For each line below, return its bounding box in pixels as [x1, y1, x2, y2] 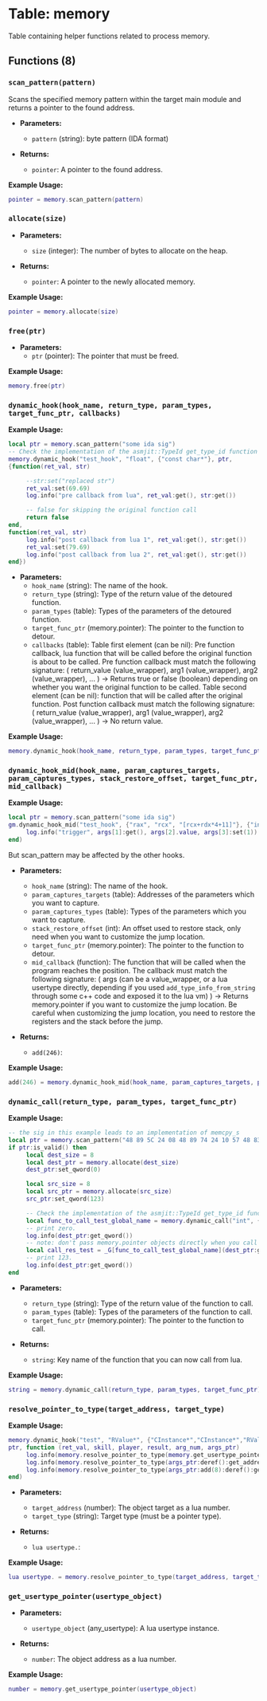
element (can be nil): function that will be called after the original [31, 691, 243, 701]
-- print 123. [25, 1254, 73, 1262]
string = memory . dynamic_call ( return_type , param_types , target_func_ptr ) [8, 1385, 261, 1393]
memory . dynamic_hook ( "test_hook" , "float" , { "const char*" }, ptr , [8, 455, 233, 463]
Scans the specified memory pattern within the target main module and [8, 94, 242, 104]
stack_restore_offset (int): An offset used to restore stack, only [31, 923, 242, 933]
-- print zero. [25, 1224, 77, 1232]
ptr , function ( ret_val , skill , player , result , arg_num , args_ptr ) [8, 1444, 240, 1452]
